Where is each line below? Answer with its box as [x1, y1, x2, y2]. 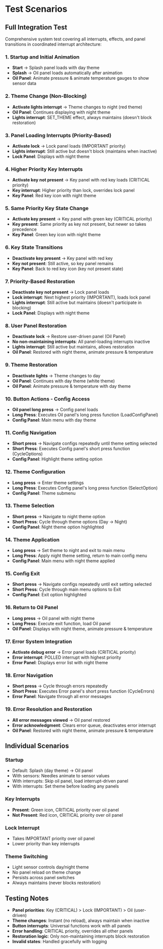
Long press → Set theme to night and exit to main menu [12, 548, 125, 553]
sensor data [12, 80, 37, 87]
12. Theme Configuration [5, 468, 66, 475]
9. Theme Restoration [5, 362, 58, 368]
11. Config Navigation [5, 429, 56, 436]
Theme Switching [5, 853, 48, 859]
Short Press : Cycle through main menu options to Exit [12, 586, 121, 592]
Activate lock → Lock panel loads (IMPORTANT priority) [12, 143, 126, 149]
